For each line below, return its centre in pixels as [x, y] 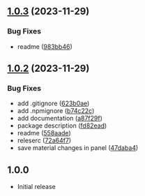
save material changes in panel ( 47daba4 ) [78, 148]
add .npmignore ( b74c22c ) [56, 111]
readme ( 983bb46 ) [45, 46]
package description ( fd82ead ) [62, 126]
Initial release [36, 187]
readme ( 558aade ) [44, 133]
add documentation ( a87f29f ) [60, 119]
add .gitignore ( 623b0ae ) [53, 103]
